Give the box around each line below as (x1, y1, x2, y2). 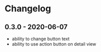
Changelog (4, 3, 51, 14)
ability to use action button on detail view (11, 41, 97, 47)
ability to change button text (11, 36, 70, 42)
